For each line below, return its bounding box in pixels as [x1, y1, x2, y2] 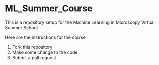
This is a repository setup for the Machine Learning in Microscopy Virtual [5, 19, 155, 25]
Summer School [5, 24, 38, 30]
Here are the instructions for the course [5, 34, 86, 40]
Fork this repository [12, 44, 53, 50]
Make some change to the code [12, 49, 78, 55]
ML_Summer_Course [5, 3, 93, 14]
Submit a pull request [12, 54, 56, 60]
